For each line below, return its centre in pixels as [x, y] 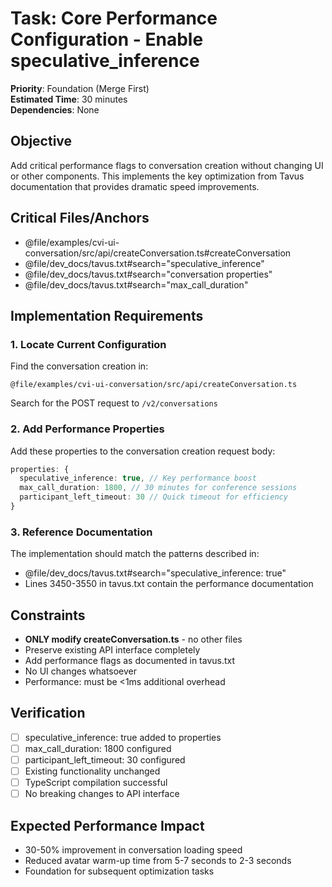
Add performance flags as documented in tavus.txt [130, 661]
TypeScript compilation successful [96, 783]
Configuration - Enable [107, 39]
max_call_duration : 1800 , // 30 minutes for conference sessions [158, 488]
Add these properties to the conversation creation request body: [143, 451]
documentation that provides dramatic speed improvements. [135, 186]
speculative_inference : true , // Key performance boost [138, 478]
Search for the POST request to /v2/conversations [114, 403]
